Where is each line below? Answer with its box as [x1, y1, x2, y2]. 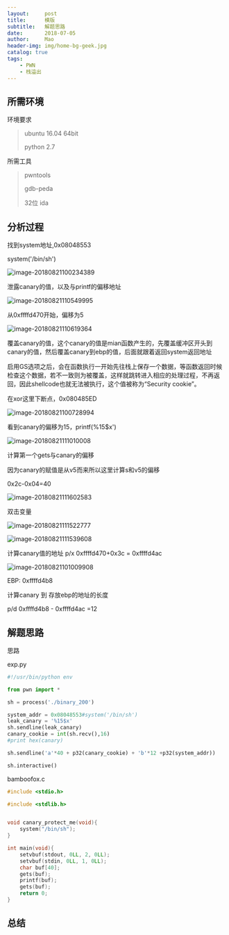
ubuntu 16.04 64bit [24, 129, 78, 138]
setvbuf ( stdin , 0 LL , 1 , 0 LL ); [19, 857, 108, 865]
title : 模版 [7, 17, 56, 24]
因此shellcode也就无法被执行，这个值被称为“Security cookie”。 [19, 380, 201, 388]
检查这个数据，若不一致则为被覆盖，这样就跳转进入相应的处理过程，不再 [7, 371, 214, 379]
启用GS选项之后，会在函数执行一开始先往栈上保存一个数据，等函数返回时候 [7, 363, 223, 371]
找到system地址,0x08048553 [7, 241, 92, 249]
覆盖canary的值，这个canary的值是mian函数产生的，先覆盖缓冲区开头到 [7, 339, 213, 347]
